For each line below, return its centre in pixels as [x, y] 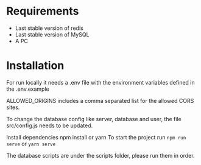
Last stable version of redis [49, 28]
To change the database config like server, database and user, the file [94, 119]
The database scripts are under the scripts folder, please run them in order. [100, 155]
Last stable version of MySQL [52, 34]
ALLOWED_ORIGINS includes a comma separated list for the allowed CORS [100, 100]
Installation [35, 66]
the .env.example [28, 89]
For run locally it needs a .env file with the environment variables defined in [100, 82]
